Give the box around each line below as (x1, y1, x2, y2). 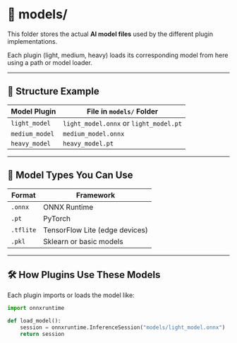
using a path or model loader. (7, 58, 93, 66)
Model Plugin (11, 106, 56, 116)
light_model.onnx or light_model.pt (63, 118, 182, 128)
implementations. (7, 37, 58, 45)
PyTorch (43, 213, 71, 223)
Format (11, 190, 37, 200)
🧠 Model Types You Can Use (7, 169, 133, 181)
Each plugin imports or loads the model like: (7, 291, 135, 299)
